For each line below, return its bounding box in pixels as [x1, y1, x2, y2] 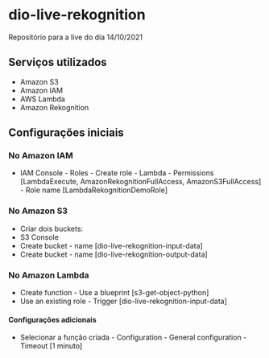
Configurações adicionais [8, 315, 97, 324]
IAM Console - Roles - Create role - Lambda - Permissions [19, 168, 214, 178]
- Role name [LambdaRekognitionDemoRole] [19, 185, 168, 195]
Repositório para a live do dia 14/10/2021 [8, 32, 143, 42]
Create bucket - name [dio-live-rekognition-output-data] [19, 249, 208, 259]
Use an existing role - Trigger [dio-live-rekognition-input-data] [19, 296, 228, 307]
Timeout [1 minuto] [19, 341, 83, 351]
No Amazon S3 [8, 205, 68, 216]
